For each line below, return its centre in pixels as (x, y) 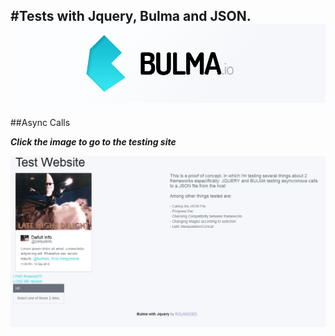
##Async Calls (40, 122)
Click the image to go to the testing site (93, 141)
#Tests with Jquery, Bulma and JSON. (131, 16)
